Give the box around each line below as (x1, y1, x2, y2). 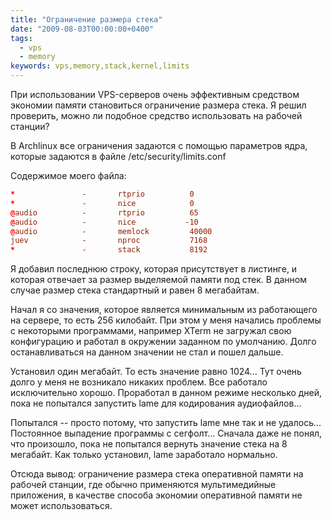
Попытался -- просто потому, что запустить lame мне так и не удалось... (10, 417, 322, 429)
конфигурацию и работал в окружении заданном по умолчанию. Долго (10, 336, 317, 348)
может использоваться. (10, 500, 113, 512)
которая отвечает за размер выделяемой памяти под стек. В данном (10, 274, 307, 286)
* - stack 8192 (10, 245, 208, 255)
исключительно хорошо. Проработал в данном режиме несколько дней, (10, 387, 323, 399)
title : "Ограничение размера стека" (10, 14, 163, 25)
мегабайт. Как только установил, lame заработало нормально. (10, 449, 278, 461)
